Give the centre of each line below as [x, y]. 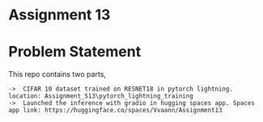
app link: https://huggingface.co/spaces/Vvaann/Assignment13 [115, 111]
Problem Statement [75, 52]
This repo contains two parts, [57, 74]
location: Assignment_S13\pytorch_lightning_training [101, 96]
